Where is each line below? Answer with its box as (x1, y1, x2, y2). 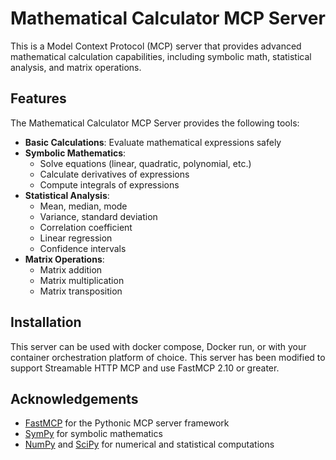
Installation (10, 314, 82, 331)
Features (10, 90, 67, 107)
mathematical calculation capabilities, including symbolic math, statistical (10, 50, 312, 62)
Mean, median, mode (39, 200, 128, 212)
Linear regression (39, 232, 113, 244)
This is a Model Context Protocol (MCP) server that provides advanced (10, 40, 302, 52)
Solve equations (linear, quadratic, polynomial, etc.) (39, 157, 252, 169)
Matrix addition (39, 263, 103, 276)
